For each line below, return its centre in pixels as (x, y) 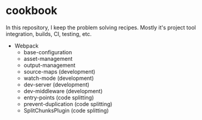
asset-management (48, 58)
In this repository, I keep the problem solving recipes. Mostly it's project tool (101, 27)
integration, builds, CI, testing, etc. (49, 34)
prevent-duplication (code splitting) (68, 104)
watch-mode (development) (59, 78)
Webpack (26, 46)
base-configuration (48, 52)
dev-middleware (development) (63, 91)
